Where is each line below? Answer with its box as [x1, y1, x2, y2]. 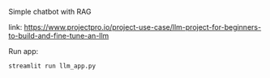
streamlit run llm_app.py [8, 62, 96, 70]
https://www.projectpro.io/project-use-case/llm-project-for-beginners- [24, 23, 262, 31]
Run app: [8, 47, 39, 55]
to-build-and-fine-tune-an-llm [8, 31, 109, 40]
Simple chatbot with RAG [8, 7, 92, 16]
